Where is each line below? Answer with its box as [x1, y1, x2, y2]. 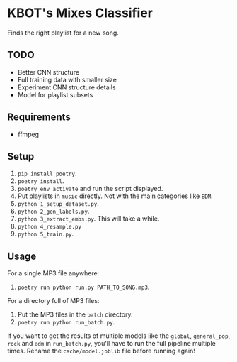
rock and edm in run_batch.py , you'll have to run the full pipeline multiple [7, 339, 216, 348]
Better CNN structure [17, 67, 80, 76]
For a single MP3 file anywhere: [7, 269, 100, 278]
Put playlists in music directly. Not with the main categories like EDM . [17, 192, 214, 200]
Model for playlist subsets [17, 90, 93, 99]
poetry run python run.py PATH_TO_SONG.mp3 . [17, 283, 150, 292]
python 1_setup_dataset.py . [17, 199, 99, 208]
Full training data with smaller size [17, 75, 117, 84]
